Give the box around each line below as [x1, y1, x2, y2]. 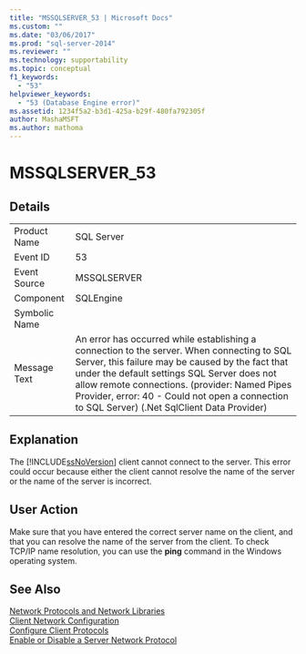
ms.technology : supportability [9, 56, 128, 65]
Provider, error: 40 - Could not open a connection [75, 390, 289, 402]
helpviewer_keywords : [9, 89, 92, 98]
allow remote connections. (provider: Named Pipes [75, 379, 292, 391]
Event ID [14, 251, 50, 263]
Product [14, 225, 48, 237]
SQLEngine [75, 292, 123, 304]
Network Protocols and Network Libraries [9, 606, 166, 617]
